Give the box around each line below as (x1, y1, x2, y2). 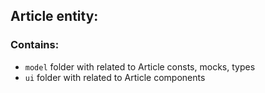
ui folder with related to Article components (24, 71, 206, 83)
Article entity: (10, 8, 99, 25)
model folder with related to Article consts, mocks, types (24, 60, 256, 73)
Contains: (10, 38, 60, 52)
